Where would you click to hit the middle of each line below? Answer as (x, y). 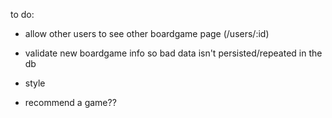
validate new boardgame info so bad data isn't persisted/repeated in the (173, 53)
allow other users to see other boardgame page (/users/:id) (147, 33)
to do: (22, 14)
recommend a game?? (70, 102)
